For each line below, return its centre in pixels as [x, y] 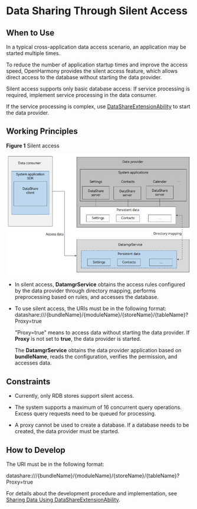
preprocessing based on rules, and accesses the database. [87, 297]
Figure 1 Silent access [33, 146]
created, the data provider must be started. [67, 431]
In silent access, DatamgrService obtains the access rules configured [100, 285]
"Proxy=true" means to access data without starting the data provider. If [102, 333]
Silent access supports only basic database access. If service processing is [98, 89]
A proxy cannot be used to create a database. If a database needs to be [102, 425]
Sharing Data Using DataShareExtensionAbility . [63, 500]
